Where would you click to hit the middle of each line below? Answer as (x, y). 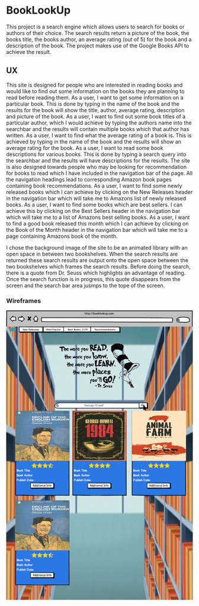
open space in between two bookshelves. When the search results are (92, 254)
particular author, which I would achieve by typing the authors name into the (99, 123)
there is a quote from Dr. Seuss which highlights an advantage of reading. (96, 273)
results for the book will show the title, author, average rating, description (95, 110)
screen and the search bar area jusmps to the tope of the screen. (86, 285)
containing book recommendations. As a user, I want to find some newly (94, 186)
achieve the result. (29, 52)
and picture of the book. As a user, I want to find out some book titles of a (96, 116)
